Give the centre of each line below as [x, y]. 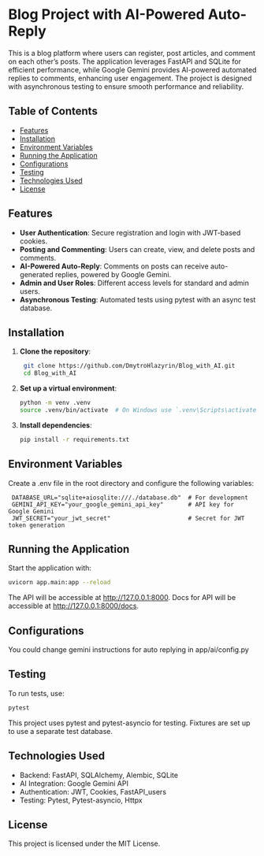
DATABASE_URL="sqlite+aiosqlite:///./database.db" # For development [130, 498]
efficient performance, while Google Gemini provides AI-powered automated [132, 69]
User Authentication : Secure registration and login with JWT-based [130, 232]
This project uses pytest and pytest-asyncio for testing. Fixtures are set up [129, 723]
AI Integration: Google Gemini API [74, 783]
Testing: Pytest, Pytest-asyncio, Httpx [81, 800]
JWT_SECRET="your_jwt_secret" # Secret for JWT [128, 518]
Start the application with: [50, 568]
